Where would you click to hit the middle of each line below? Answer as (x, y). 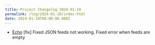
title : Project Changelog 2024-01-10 (43, 9)
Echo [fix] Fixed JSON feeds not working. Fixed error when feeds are (81, 32)
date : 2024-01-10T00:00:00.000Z (38, 18)
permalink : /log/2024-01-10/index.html (45, 14)
